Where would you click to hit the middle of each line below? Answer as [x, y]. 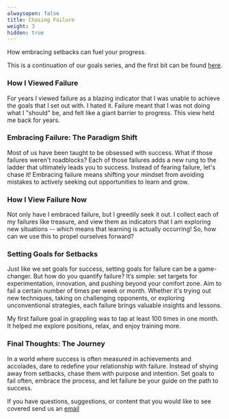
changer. [19, 276]
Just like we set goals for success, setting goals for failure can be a [102, 269]
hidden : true [26, 33]
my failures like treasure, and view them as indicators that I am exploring [109, 222]
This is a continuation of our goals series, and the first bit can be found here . [115, 65]
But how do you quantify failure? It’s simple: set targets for [115, 276]
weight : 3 [21, 26]
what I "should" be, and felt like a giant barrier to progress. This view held [111, 112]
